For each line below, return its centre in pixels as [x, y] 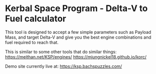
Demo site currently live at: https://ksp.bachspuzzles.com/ [64, 66]
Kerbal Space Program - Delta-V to [77, 8]
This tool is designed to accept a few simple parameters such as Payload [78, 32]
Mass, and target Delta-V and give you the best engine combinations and [78, 37]
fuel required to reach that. [32, 42]
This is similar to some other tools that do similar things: [61, 52]
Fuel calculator [36, 19]
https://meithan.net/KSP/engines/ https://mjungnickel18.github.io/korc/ [76, 57]
